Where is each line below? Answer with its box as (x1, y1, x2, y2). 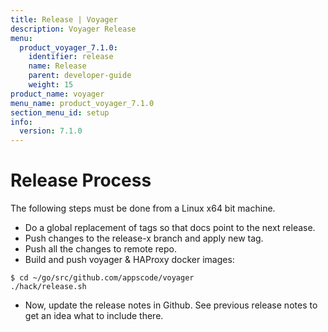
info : (10, 117, 33, 127)
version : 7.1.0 (19, 126, 83, 136)
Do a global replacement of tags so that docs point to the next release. (24, 222, 316, 234)
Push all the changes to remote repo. (24, 243, 178, 255)
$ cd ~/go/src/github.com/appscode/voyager (10, 273, 195, 283)
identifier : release (28, 52, 114, 62)
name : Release (28, 61, 87, 71)
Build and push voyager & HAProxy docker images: (24, 254, 235, 266)
